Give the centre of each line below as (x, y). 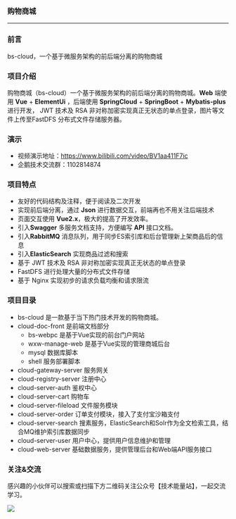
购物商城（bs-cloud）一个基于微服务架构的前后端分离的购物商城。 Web (110, 92)
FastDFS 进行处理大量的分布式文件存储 (73, 272)
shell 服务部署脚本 (54, 361)
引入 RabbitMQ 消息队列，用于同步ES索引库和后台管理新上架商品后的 (117, 237)
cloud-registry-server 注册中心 (62, 379)
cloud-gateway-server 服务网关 (63, 370)
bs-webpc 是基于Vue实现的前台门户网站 (86, 334)
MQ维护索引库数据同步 (57, 432)
